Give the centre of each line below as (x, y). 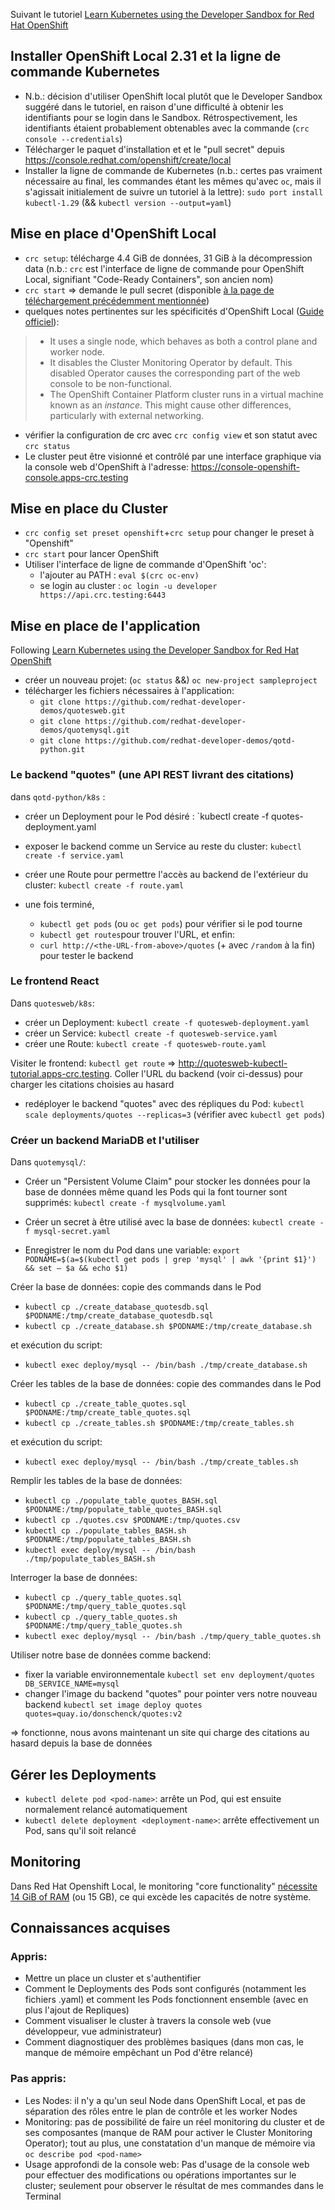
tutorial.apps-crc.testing (60, 1073)
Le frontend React (55, 981)
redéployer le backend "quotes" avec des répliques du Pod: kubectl (164, 1103)
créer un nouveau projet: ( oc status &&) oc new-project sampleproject (171, 680)
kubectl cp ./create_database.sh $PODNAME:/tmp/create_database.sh (168, 1327)
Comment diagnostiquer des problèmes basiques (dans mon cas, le (164, 2042)
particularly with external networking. (127, 415)
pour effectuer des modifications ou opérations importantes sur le (160, 2175)
